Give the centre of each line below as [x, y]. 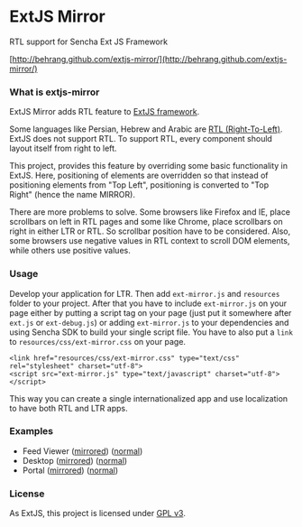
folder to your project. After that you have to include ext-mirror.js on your [148, 303]
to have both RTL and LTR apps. [69, 408]
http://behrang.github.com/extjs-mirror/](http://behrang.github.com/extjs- [150, 59]
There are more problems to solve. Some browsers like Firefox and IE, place [150, 212]
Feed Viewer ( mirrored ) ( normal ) [82, 451]
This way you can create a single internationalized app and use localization [149, 398]
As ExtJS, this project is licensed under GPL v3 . [98, 513]
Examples [32, 431]
